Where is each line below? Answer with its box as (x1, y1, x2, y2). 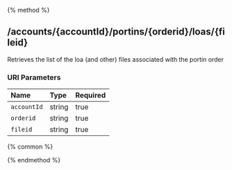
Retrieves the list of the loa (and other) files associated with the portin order (7, 55, 224, 63)
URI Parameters (7, 72, 61, 82)
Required (75, 90, 106, 100)
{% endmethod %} (7, 156, 61, 164)
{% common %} (7, 142, 53, 151)
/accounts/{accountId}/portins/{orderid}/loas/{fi (7, 26, 226, 37)
